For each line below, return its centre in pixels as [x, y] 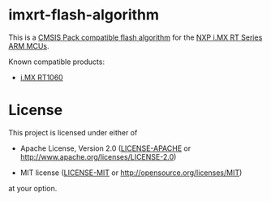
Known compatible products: [57, 62]
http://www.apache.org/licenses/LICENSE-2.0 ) [98, 156]
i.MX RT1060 [41, 77]
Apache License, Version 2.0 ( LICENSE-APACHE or [105, 148]
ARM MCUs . [29, 45]
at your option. [33, 188]
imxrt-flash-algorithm [84, 15]
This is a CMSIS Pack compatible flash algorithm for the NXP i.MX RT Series [135, 37]
